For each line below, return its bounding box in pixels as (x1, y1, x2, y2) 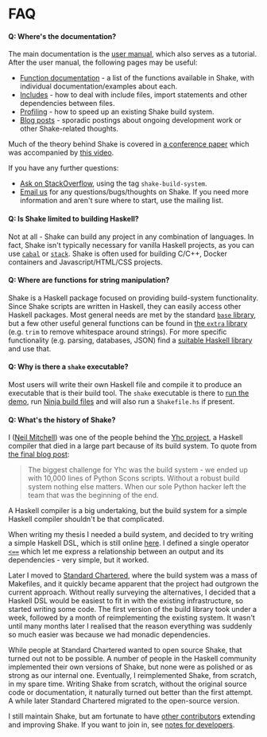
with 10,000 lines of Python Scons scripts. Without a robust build (27, 473, 240, 483)
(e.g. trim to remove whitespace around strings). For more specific (8, 327, 227, 336)
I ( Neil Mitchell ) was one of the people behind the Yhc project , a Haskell (8, 433, 243, 442)
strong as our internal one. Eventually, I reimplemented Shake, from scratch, (8, 671, 257, 680)
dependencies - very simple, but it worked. (8, 555, 149, 565)
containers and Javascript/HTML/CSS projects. (8, 257, 163, 267)
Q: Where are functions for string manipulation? (8, 276, 170, 285)
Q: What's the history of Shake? (8, 415, 116, 425)
